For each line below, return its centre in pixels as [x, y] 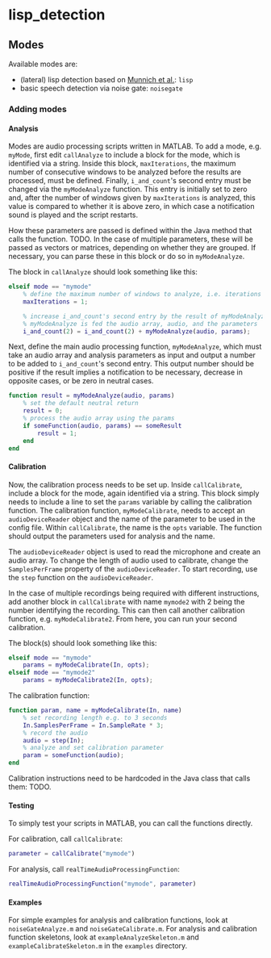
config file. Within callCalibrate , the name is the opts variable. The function [135, 527]
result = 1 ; [58, 433]
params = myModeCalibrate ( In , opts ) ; [86, 665]
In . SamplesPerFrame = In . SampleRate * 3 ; [93, 725]
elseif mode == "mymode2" [52, 673]
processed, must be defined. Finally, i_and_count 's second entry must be [130, 181]
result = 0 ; [43, 411]
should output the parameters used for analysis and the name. [112, 536]
